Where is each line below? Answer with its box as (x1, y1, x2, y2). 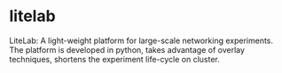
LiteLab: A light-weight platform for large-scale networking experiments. (9, 35, 273, 46)
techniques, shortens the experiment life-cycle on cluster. (9, 54, 220, 64)
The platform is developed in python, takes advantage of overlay (9, 44, 246, 55)
